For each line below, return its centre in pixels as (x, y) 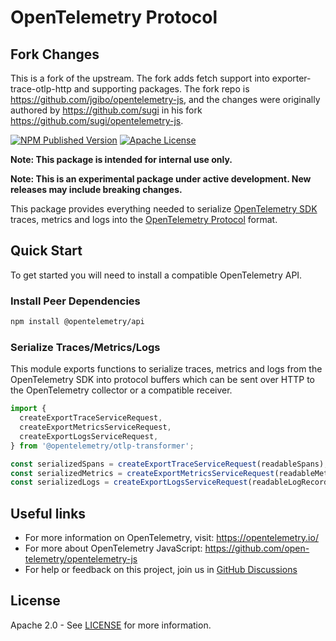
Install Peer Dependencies (75, 301)
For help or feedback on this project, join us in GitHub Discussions (161, 570)
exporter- (291, 78)
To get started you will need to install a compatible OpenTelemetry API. (156, 275)
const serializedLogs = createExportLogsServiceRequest (129, 482)
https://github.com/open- (257, 548)
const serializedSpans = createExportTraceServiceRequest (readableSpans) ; (169, 464)
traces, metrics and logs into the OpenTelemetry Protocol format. (144, 219)
